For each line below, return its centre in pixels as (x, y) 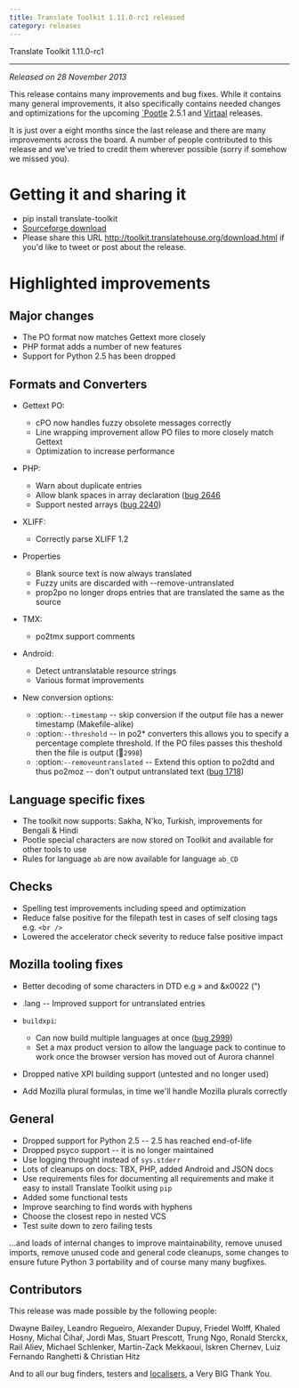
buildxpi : (40, 1021)
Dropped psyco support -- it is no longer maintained (118, 1150)
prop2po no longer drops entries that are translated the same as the (160, 593)
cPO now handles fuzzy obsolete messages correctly (133, 423)
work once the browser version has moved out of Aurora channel (154, 1056)
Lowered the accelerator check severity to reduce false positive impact (153, 936)
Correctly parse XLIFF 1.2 (82, 539)
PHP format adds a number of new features (102, 347)
